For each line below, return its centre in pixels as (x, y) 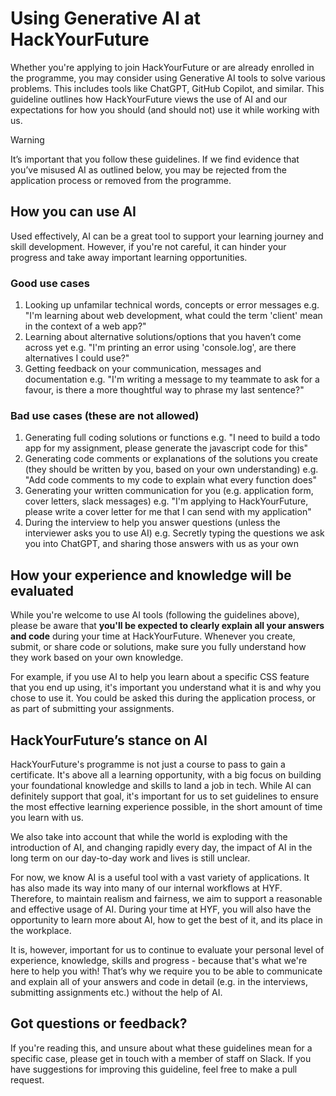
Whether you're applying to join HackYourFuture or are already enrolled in (162, 67)
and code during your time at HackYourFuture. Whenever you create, (153, 636)
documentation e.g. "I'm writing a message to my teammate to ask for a (172, 379)
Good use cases (50, 283)
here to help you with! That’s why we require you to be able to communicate (166, 971)
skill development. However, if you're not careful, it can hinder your (148, 246)
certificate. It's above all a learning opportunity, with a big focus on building (166, 774)
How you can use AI (73, 212)
